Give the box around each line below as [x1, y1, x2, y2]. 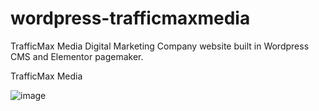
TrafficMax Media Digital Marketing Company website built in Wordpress [10, 40, 310, 52]
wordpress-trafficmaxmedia [10, 7, 251, 30]
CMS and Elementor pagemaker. [10, 50, 144, 62]
